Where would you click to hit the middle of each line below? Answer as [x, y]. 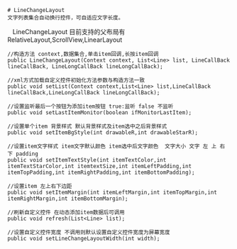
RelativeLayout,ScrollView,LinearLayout [65, 40]
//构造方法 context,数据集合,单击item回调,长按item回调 [83, 54]
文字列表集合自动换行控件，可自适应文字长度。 [66, 18]
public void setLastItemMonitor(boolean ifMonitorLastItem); [100, 113]
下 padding [23, 154]
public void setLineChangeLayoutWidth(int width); [84, 238]
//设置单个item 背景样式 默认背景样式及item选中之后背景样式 [87, 126]
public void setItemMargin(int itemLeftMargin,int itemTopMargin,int [112, 192]
